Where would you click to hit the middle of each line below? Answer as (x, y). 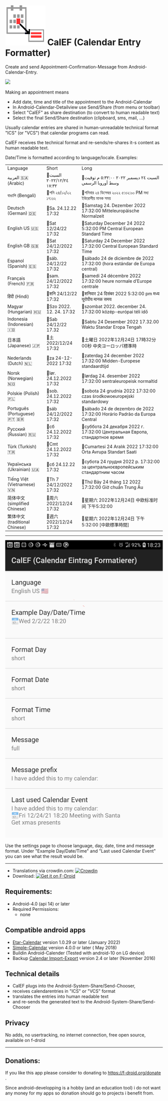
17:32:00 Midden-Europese (111, 361)
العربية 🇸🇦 (18, 177)
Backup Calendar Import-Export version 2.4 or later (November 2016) (84, 958)
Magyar (15, 306)
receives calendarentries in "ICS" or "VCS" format (64, 991)
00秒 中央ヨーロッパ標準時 (109, 346)
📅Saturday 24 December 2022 (113, 241)
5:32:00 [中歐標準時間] (105, 524)
